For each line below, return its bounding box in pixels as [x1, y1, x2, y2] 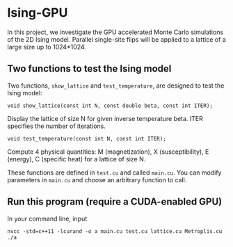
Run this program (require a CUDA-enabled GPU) [7, 196, 223, 208]
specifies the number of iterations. [7, 122, 106, 130]
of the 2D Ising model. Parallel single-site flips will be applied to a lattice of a [7, 35, 226, 43]
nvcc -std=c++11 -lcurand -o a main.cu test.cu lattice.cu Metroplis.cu [7, 228, 223, 234]
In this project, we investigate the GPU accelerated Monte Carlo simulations [7, 28, 224, 36]
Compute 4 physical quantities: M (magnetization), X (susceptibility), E [7, 148, 209, 156]
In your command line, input [7, 214, 88, 223]
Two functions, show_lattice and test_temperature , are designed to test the [7, 81, 225, 90]
